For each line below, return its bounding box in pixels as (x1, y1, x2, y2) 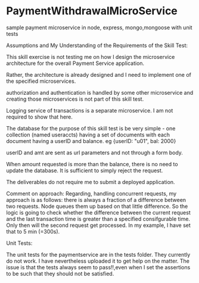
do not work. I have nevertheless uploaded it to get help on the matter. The (6, 257, 189, 265)
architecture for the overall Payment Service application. (6, 60, 145, 67)
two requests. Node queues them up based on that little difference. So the (6, 203, 188, 210)
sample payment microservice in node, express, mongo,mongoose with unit (6, 24, 192, 31)
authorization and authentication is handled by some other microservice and (6, 89, 194, 96)
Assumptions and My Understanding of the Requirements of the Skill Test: (6, 42, 188, 49)
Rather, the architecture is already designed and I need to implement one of (6, 71, 192, 78)
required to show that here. (6, 113, 73, 120)
